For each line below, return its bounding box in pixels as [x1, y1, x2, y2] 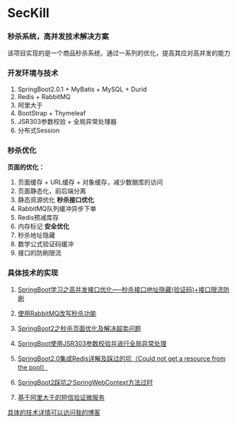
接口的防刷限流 [17, 249, 62, 257]
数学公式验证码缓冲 [17, 240, 74, 248]
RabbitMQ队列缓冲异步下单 [17, 204, 97, 213]
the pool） [17, 363, 48, 372]
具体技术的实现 [7, 268, 59, 277]
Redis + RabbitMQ [17, 92, 71, 100]
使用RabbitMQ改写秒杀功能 [17, 309, 97, 318]
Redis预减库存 [17, 214, 59, 222]
